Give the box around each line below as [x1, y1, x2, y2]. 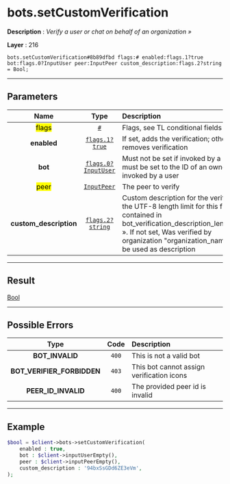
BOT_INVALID [33, 351, 79, 361]
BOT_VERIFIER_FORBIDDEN [10, 366, 101, 376]
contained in [122, 210, 162, 220]
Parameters [7, 91, 58, 103]
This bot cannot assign [131, 362, 205, 372]
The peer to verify [122, 181, 180, 191]
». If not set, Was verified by [122, 227, 212, 237]
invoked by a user [122, 170, 179, 180]
